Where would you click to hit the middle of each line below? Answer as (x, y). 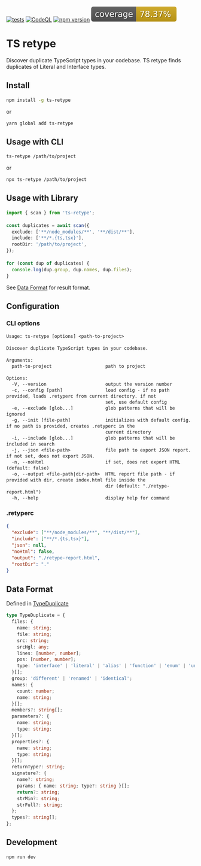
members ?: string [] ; (37, 710)
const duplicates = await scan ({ (48, 225)
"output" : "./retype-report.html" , (56, 558)
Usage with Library (42, 198)
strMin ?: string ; (39, 798)
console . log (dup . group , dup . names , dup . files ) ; (72, 270)
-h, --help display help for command (91, 498)
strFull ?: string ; (40, 805)
